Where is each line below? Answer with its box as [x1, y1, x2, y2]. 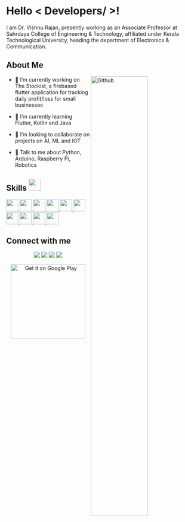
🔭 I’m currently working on [14, 76, 80, 83]
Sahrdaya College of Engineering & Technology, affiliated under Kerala [6, 30, 179, 37]
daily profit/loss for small [14, 95, 76, 102]
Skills [6, 183, 27, 193]
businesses [14, 101, 44, 108]
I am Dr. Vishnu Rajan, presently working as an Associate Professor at [6, 24, 178, 31]
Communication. [6, 43, 47, 50]
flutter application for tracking [14, 88, 88, 96]
